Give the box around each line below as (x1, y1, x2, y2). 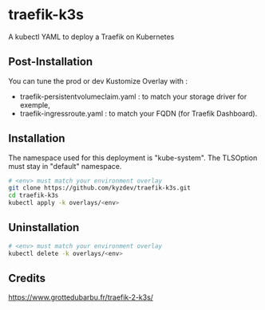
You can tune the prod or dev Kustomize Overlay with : (8, 76, 188, 85)
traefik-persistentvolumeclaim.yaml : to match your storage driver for (19, 92, 247, 101)
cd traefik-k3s (8, 191, 59, 200)
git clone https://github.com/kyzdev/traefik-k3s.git (8, 184, 192, 192)
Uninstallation (8, 221, 80, 234)
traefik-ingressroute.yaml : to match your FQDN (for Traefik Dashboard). (19, 108, 258, 118)
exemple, (19, 100, 50, 109)
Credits (8, 272, 46, 285)
